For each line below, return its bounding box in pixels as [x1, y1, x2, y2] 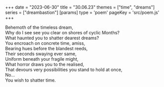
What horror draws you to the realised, [5, 62, 84, 67]
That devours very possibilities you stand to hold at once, [5, 67, 123, 73]
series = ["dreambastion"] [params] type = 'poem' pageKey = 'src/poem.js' [5, 9, 160, 15]
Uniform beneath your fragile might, [5, 56, 79, 62]
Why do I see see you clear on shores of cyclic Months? [5, 30, 120, 35]
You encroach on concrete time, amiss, [5, 40, 85, 46]
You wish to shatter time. [5, 77, 56, 83]
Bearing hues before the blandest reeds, [5, 46, 88, 51]
